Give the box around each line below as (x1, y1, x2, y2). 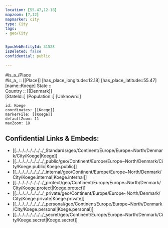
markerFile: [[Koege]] (5, 112, 53, 117)
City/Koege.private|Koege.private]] (12, 196, 85, 202)
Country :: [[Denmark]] (5, 88, 53, 94)
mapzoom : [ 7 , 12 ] (5, 12, 39, 17)
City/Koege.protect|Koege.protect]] (12, 185, 86, 191)
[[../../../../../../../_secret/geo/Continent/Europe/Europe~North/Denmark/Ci (12, 212, 163, 218)
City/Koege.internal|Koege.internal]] (12, 174, 87, 180)
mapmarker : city (5, 17, 39, 22)
